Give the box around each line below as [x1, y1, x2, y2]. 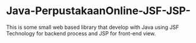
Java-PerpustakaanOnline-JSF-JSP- [6, 4, 191, 18]
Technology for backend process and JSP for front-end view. [6, 29, 156, 37]
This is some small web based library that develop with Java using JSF [6, 24, 179, 31]
